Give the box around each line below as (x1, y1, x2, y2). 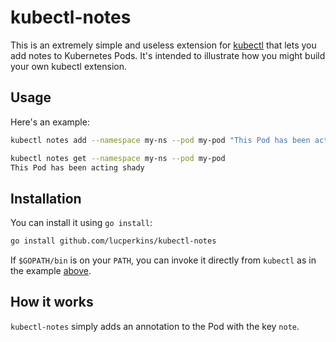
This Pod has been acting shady (10, 162, 145, 173)
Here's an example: (10, 116, 90, 128)
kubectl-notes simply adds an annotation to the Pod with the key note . (10, 320, 300, 332)
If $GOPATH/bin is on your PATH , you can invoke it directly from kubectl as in (10, 254, 317, 266)
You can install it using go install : (10, 217, 153, 229)
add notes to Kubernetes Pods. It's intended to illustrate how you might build (10, 49, 326, 61)
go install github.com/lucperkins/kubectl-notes (10, 236, 217, 246)
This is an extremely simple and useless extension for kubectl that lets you (10, 39, 317, 51)
